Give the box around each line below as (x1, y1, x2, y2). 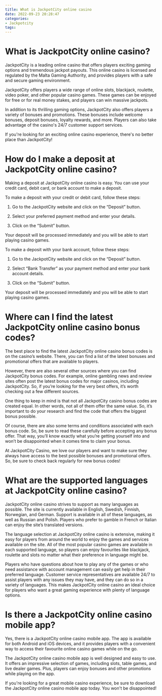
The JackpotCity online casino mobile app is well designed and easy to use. (5, 655, 156, 661)
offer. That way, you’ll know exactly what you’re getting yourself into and (5, 433, 150, 439)
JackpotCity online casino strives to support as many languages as (5, 501, 139, 507)
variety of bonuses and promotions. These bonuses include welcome (5, 112, 143, 118)
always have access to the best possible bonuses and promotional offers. (5, 453, 151, 458)
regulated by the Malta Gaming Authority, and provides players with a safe (5, 72, 153, 78)
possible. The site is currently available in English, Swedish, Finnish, (5, 506, 140, 512)
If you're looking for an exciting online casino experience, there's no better (5, 131, 154, 137)
